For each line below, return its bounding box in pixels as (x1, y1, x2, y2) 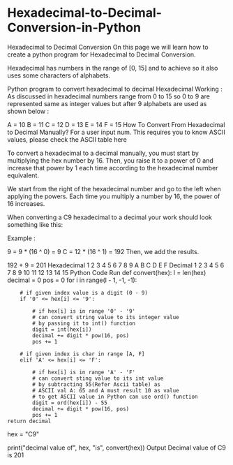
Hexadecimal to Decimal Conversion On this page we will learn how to (7, 43, 209, 51)
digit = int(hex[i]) (32, 326, 92, 333)
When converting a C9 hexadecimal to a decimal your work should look (7, 213, 213, 221)
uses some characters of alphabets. (7, 71, 110, 80)
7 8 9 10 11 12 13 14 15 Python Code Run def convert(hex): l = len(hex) (7, 268, 206, 276)
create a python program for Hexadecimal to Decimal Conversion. (7, 50, 197, 59)
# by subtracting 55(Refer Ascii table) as (32, 381, 160, 388)
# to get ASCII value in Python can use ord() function (32, 393, 198, 400)
